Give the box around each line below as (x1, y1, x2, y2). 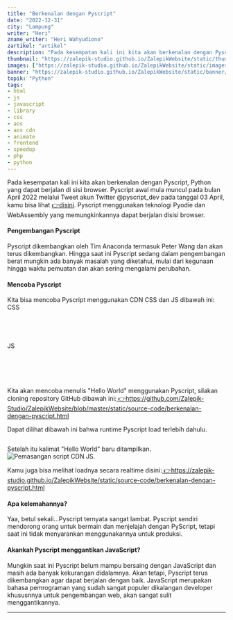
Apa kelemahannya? (7, 499, 68, 508)
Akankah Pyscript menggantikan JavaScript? (7, 546, 141, 554)
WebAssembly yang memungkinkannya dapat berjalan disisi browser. (7, 210, 206, 219)
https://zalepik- (171, 466, 215, 475)
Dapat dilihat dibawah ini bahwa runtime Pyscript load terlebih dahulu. (7, 425, 207, 434)
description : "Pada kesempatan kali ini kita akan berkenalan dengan (7, 49, 213, 56)
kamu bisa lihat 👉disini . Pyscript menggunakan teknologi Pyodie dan (7, 200, 206, 209)
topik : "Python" (7, 74, 54, 82)
